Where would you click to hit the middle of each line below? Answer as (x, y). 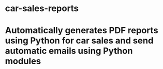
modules (23, 61)
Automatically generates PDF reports (82, 31)
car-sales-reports (42, 8)
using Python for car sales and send (79, 41)
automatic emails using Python (69, 51)
